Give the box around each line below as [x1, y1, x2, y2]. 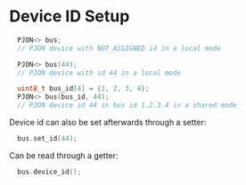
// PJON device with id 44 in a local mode [17, 68, 181, 77]
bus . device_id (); [17, 167, 82, 176]
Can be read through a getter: [9, 149, 119, 161]
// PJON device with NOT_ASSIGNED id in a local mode [17, 44, 221, 52]
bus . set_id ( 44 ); [17, 134, 78, 143]
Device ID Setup [9, 6, 130, 27]
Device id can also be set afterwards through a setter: [9, 117, 207, 128]
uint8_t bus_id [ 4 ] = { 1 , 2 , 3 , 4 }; [17, 84, 150, 93]
